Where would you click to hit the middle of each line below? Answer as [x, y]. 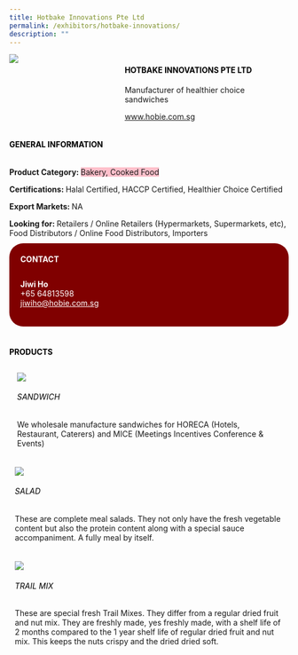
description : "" [39, 34]
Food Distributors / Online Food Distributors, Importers [109, 233]
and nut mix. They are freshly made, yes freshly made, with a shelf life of [148, 623]
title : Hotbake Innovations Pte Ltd [77, 17]
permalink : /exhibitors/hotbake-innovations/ [94, 26]
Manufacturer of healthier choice [185, 90]
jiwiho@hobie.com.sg [60, 304]
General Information [56, 145]
